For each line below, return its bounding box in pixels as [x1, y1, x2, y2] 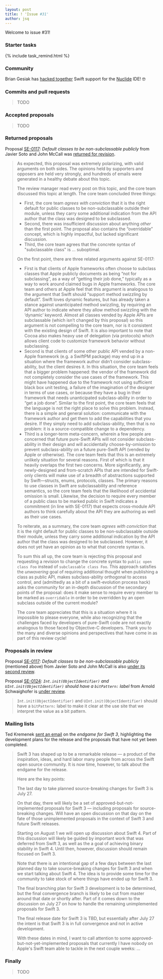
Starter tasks [5, 42, 36, 49]
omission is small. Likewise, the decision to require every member [24, 493, 156, 499]
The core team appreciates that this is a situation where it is [17, 609, 137, 615]
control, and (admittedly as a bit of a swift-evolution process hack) [17, 579, 151, 585]
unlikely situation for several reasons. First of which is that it [24, 457, 145, 462]
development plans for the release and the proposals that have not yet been [5, 737, 157, 742]
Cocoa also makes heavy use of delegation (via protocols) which [24, 332, 154, 338]
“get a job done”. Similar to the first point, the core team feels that [24, 400, 156, 406]
